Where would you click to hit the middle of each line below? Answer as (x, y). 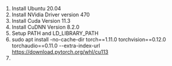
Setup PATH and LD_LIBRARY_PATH (55, 33)
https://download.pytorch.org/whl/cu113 (60, 52)
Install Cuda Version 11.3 (41, 21)
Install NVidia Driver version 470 (50, 15)
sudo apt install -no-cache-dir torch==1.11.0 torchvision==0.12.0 (89, 39)
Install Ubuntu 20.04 (36, 8)
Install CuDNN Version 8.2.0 (45, 27)
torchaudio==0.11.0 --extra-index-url (56, 46)
